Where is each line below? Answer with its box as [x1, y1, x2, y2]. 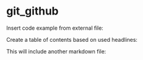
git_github [6, 4, 59, 18]
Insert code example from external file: [6, 24, 103, 32]
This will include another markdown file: [6, 47, 106, 55]
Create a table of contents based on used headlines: [6, 36, 138, 43]
